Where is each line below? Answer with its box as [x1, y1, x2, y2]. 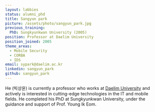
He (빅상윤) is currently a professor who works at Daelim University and [5, 85, 151, 91]
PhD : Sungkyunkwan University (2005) [9, 30, 87, 35]
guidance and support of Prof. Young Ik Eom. [5, 101, 97, 107]
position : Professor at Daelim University [5, 35, 94, 40]
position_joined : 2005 [5, 39, 52, 44]
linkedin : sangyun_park [5, 67, 54, 72]
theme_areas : [5, 44, 32, 49]
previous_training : [5, 26, 45, 30]
